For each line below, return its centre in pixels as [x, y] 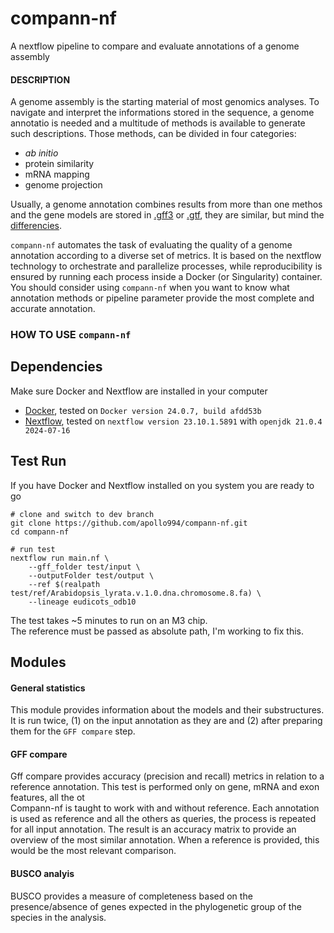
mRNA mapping [57, 174]
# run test [33, 549]
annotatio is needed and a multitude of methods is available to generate [158, 123]
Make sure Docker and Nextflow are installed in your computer [139, 391]
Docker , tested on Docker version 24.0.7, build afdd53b [143, 410]
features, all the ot [47, 798]
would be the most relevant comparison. [93, 851]
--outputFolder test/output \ [91, 575]
